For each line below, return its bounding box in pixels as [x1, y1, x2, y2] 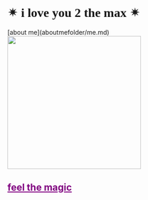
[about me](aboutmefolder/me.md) [7, 28, 110, 36]
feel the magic [7, 182, 73, 194]
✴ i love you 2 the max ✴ [7, 6, 141, 21]
